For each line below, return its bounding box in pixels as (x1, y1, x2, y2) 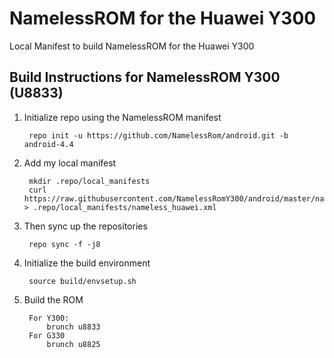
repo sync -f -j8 (28, 239, 101, 249)
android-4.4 (23, 139, 74, 149)
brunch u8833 (46, 322, 101, 332)
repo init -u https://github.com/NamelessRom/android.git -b (28, 130, 289, 141)
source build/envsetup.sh (28, 276, 137, 286)
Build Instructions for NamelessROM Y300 (9, 69, 281, 86)
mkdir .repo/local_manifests (28, 176, 151, 186)
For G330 (28, 330, 66, 341)
